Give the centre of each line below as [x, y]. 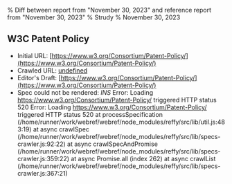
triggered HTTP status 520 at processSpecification [90, 114]
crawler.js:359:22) [43, 158]
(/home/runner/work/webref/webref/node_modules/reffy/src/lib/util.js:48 [121, 122]
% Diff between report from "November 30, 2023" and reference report [109, 10]
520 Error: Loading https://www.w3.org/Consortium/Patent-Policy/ [112, 107]
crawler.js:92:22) [41, 144]
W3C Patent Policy [48, 39]
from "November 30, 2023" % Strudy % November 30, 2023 [94, 17]
